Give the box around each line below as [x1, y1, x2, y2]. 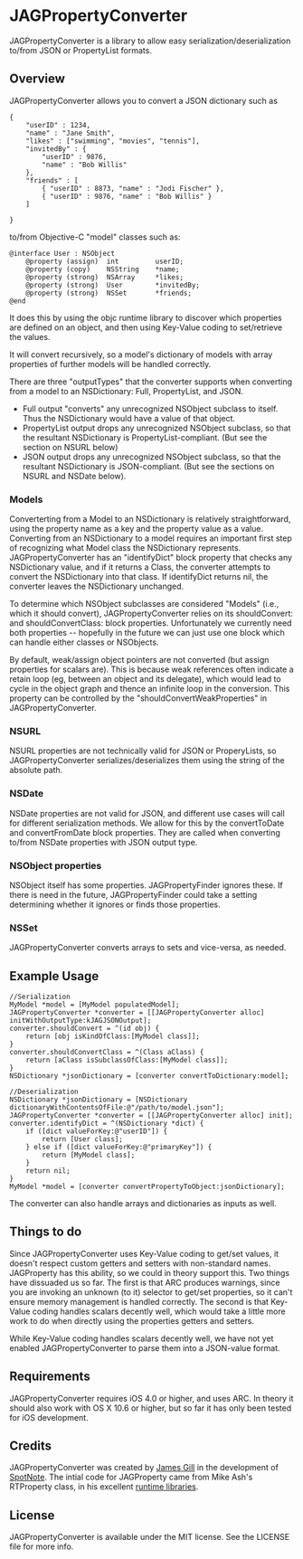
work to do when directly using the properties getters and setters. [9, 1315, 255, 1326]
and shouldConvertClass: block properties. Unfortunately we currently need [9, 618, 292, 628]
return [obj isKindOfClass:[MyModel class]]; [25, 1032, 201, 1041]
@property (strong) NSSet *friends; [25, 288, 193, 298]
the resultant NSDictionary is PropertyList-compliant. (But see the [22, 431, 268, 443]
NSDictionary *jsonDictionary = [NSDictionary [9, 1095, 188, 1104]
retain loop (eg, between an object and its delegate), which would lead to [9, 674, 282, 685]
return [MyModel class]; [42, 1150, 136, 1160]
